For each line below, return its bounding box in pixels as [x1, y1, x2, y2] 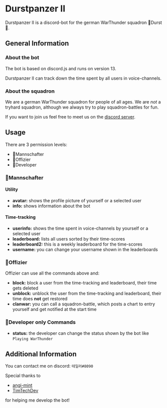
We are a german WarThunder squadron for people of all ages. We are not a [5, 99, 161, 105]
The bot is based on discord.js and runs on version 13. [5, 65, 116, 71]
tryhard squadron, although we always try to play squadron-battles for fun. [5, 104, 159, 110]
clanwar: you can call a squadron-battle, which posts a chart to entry [12, 301, 156, 307]
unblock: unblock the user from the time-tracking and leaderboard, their [12, 290, 162, 296]
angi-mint [12, 382, 32, 389]
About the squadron [5, 88, 55, 95]
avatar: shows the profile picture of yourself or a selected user [12, 197, 142, 203]
